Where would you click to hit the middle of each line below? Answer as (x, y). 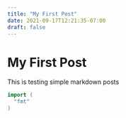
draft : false (27, 27)
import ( (20, 95)
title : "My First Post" (42, 14)
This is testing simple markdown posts (63, 82)
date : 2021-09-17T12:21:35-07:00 (57, 21)
